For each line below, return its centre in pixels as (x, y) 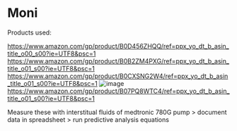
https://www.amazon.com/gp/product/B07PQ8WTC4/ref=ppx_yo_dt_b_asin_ (118, 91)
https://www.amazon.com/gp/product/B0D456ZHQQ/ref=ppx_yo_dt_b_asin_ (118, 46)
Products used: (29, 32)
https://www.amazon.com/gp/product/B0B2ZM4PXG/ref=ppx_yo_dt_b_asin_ (118, 61)
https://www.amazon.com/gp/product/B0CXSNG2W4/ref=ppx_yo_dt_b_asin (118, 76)
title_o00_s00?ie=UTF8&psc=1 (52, 54)
